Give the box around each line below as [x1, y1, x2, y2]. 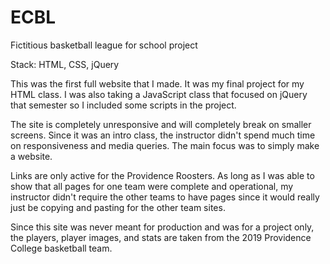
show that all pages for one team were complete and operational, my [10, 180, 294, 192]
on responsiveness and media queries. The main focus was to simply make [10, 139, 320, 151]
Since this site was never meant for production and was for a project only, [10, 221, 315, 233]
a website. [10, 150, 53, 162]
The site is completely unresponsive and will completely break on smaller [10, 118, 312, 130]
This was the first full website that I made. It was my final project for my [10, 77, 305, 90]
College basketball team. [10, 242, 113, 254]
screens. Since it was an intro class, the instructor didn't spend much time [10, 129, 316, 141]
